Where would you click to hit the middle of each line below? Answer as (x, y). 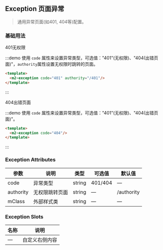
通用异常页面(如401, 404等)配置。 (52, 22)
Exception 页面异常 (35, 9)
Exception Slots (24, 216)
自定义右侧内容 (40, 240)
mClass (16, 201)
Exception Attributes (30, 160)
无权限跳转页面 (51, 192)
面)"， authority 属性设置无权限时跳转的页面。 (52, 64)
